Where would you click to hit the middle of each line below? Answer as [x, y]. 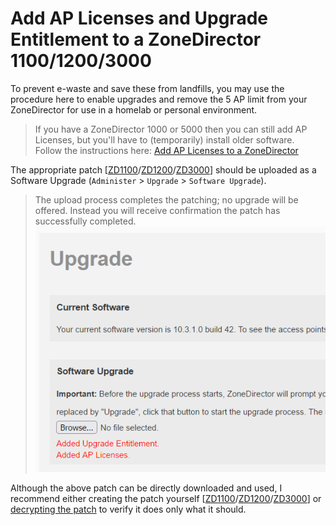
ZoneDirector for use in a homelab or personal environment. [134, 109]
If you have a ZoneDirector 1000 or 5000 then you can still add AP [171, 129]
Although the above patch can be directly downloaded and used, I [146, 488]
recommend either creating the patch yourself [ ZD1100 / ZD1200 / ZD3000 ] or [166, 499]
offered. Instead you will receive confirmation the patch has [157, 210]
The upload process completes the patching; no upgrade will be [166, 199]
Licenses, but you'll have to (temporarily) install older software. [164, 139]
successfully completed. [85, 221]
